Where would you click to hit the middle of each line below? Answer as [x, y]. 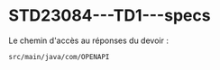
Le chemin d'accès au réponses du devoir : [88, 40]
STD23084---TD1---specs [110, 16]
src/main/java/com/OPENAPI [59, 57]
